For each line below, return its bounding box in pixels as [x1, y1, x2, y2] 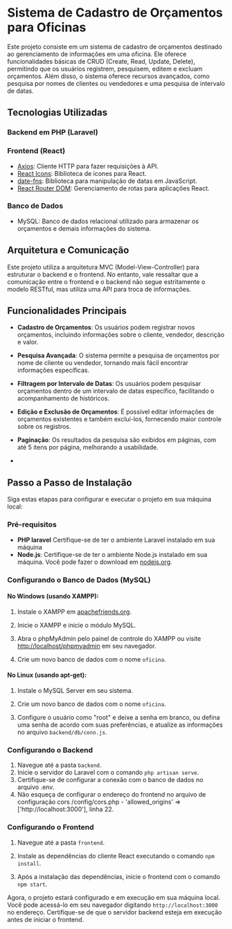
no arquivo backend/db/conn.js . [17, 727, 107, 736]
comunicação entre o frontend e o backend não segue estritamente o [7, 277, 206, 285]
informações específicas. [17, 366, 90, 375]
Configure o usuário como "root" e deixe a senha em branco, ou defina [17, 713, 220, 721]
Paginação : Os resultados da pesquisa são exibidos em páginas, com [17, 436, 217, 444]
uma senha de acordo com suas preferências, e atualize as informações [17, 720, 223, 729]
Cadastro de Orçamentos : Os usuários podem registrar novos [17, 324, 195, 332]
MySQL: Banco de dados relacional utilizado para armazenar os [17, 217, 199, 225]
